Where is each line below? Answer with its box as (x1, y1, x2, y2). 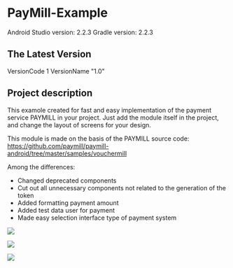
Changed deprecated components (17, 176, 117, 185)
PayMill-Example (7, 5, 108, 21)
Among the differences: (7, 162, 76, 171)
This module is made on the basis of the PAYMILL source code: (7, 134, 190, 143)
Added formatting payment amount (17, 198, 119, 207)
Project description (7, 87, 93, 99)
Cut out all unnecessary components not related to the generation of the (17, 183, 226, 192)
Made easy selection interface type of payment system (17, 213, 177, 222)
